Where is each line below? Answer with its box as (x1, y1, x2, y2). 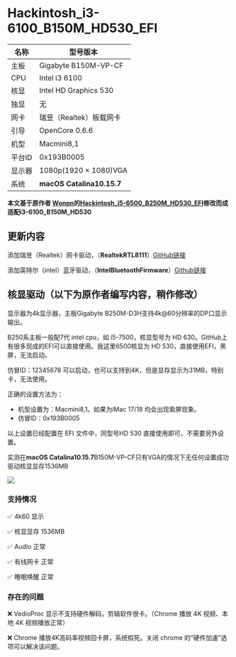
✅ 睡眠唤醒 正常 (7, 572, 54, 581)
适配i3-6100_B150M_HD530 (7, 208, 92, 216)
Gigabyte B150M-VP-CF (39, 60, 124, 70)
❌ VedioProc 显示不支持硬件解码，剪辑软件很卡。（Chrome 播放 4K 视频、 (7, 609, 222, 618)
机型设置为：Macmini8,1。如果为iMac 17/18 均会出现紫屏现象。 (17, 405, 201, 413)
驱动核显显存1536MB (7, 461, 69, 470)
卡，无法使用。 (7, 375, 51, 383)
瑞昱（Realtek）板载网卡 (39, 112, 121, 122)
